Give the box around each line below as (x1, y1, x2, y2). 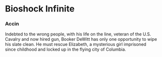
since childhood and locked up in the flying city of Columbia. (5, 46, 126, 52)
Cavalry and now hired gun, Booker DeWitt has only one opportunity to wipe (5, 36, 157, 42)
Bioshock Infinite (5, 3, 75, 14)
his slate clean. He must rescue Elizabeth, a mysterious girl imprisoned (5, 42, 146, 47)
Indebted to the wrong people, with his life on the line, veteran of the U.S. (5, 31, 151, 37)
